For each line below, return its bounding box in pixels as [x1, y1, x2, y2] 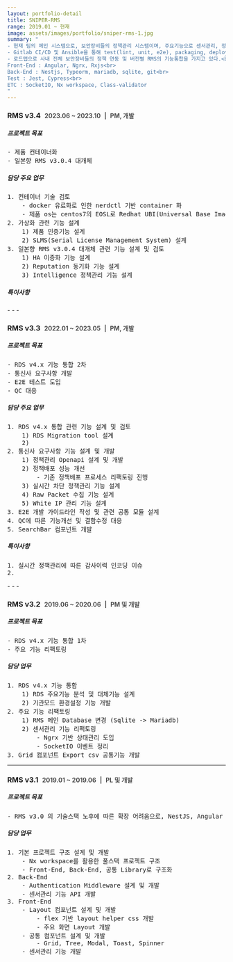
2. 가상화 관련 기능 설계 [7, 218, 80, 227]
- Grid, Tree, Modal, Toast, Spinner [36, 939, 165, 947]
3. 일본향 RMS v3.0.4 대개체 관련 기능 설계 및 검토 [7, 245, 164, 252]
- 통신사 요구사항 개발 [7, 369, 73, 377]
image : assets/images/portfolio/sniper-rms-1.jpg [7, 29, 154, 37]
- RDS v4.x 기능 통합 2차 [7, 360, 87, 369]
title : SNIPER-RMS [7, 17, 60, 24]
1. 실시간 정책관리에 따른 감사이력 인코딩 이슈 [7, 561, 144, 569]
